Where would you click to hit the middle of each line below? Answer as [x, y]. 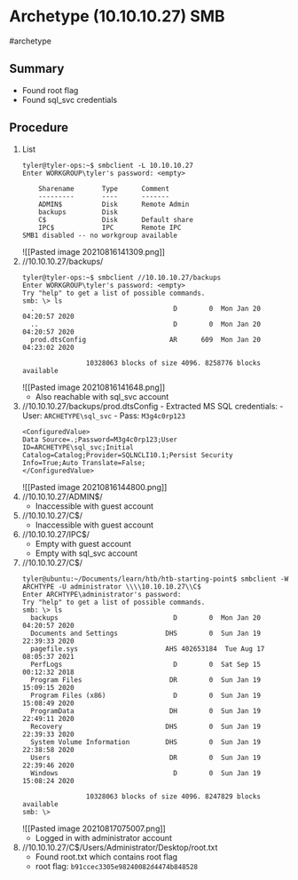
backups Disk [78, 212]
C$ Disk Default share [116, 219]
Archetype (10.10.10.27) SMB [117, 16]
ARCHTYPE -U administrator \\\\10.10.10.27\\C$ [111, 587]
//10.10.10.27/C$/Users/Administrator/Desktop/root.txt [120, 847]
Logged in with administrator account [104, 837]
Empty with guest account [83, 543]
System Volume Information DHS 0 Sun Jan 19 [146, 742]
